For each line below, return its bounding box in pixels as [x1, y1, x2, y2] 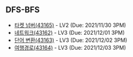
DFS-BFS [5, 5, 40, 15]
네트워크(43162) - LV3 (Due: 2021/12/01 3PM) [14, 29, 125, 36]
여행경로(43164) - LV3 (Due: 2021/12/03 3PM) [14, 44, 126, 51]
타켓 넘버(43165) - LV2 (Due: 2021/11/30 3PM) [14, 21, 126, 29]
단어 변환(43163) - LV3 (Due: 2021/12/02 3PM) [14, 36, 128, 44]
